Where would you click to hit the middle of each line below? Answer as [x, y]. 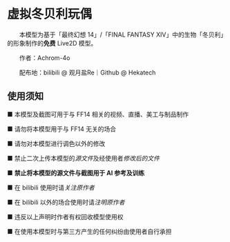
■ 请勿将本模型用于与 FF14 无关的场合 [61, 129]
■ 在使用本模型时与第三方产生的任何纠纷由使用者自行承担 [89, 231]
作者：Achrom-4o [45, 58]
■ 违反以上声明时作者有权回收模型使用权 [65, 216]
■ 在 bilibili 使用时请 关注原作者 [51, 188]
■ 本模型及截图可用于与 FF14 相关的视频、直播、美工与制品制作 [98, 114]
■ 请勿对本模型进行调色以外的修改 [56, 143]
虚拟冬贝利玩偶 [50, 14]
